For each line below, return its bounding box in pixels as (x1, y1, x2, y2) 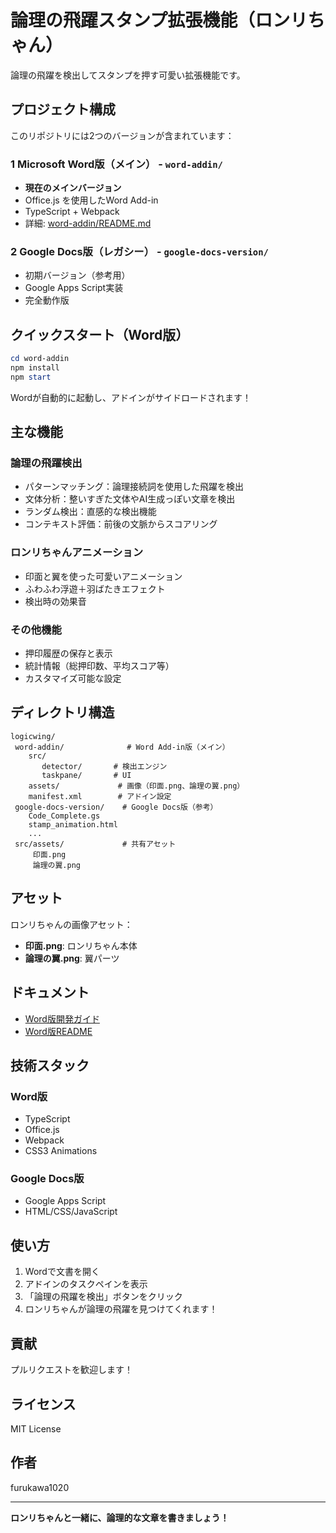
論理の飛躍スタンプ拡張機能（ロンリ (10, 9, 308, 32)
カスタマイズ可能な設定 (24, 672, 122, 685)
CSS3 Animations (24, 1145, 98, 1157)
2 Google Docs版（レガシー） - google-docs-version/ (10, 244, 269, 258)
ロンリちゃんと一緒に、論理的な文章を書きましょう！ (10, 1511, 230, 1523)
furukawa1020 (10, 1481, 70, 1493)
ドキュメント (10, 984, 90, 1001)
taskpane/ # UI (41, 770, 132, 780)
